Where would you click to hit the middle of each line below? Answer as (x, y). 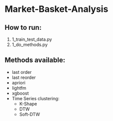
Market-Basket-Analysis (56, 9)
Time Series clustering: (36, 98)
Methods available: (35, 60)
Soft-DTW (30, 114)
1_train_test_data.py (32, 39)
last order (22, 72)
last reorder (24, 77)
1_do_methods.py (30, 45)
